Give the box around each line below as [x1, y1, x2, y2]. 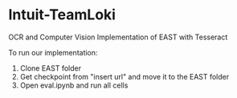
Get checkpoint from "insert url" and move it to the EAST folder [19, 71, 230, 81]
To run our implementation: [8, 47, 98, 57]
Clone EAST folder [19, 63, 82, 73]
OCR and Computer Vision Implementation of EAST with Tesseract [8, 32, 228, 42]
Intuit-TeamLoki [8, 6, 116, 24]
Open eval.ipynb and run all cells [19, 80, 129, 90]
